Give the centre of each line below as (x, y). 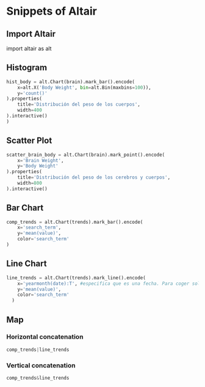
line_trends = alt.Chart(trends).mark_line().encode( (76, 278)
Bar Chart (25, 208)
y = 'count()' (32, 93)
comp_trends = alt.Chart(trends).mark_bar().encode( (75, 222)
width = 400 (30, 110)
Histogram (27, 68)
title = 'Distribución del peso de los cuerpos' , (79, 105)
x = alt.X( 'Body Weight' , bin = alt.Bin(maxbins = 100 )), (84, 87)
